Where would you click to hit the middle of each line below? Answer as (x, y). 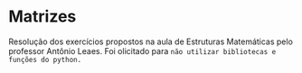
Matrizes (42, 17)
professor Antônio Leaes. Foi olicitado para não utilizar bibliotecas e (142, 50)
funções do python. (45, 59)
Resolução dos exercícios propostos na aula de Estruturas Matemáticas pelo (151, 41)
